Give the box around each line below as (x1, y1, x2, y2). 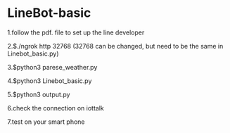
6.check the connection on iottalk (7, 103, 104, 112)
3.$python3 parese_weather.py (7, 63, 98, 71)
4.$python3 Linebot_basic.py (7, 76, 92, 85)
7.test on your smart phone (7, 118, 85, 126)
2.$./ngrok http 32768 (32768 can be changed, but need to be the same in (7, 42, 224, 50)
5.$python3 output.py (7, 90, 70, 99)
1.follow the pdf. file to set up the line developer (7, 28, 145, 37)
